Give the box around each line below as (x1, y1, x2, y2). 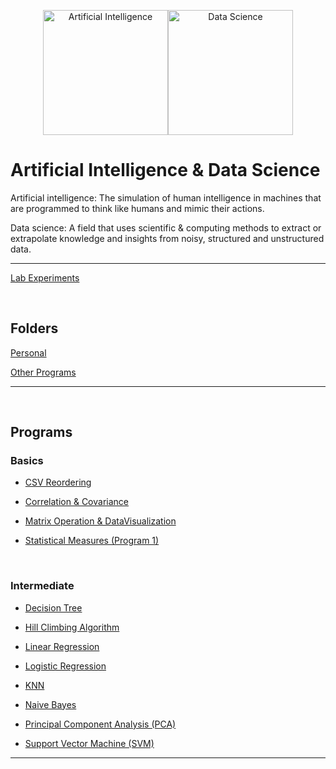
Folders (10, 320, 59, 337)
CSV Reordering (24, 476, 92, 489)
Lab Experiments (10, 271, 80, 284)
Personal (10, 346, 47, 359)
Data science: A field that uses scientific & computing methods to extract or (10, 221, 322, 234)
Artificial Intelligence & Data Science (10, 159, 321, 182)
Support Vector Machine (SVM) (24, 737, 155, 749)
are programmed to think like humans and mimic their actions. (10, 202, 265, 214)
